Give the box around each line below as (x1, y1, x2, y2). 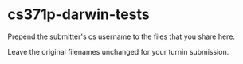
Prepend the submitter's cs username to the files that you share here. (7, 32, 236, 41)
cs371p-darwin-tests (7, 6, 150, 24)
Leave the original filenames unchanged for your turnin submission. (7, 47, 229, 56)
